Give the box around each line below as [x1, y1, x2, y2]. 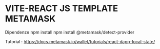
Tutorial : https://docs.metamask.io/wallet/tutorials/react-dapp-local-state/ [5, 38, 155, 44]
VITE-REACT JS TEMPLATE [5, 3, 118, 14]
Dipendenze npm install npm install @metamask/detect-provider [5, 29, 135, 35]
